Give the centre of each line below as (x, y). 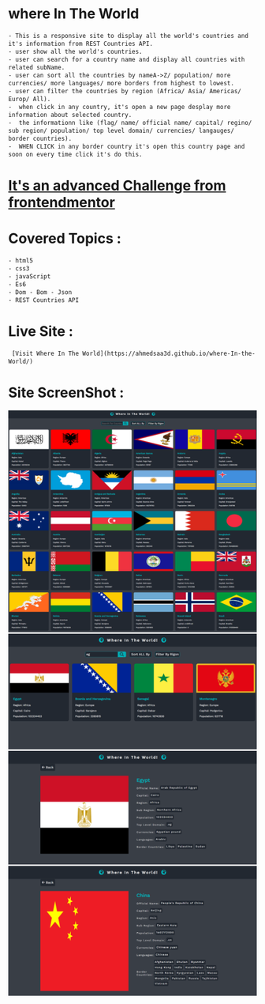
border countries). (40, 138)
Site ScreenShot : (66, 393)
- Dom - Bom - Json (40, 293)
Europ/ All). (30, 99)
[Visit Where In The (45, 353)
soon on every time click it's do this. (76, 154)
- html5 (21, 261)
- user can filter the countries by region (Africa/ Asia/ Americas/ (125, 91)
